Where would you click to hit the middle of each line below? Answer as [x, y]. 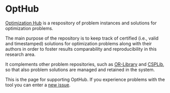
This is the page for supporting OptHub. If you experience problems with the [85, 79]
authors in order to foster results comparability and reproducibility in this [81, 49]
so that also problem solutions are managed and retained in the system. [80, 70]
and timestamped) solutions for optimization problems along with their [79, 43]
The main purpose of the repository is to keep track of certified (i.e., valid [82, 38]
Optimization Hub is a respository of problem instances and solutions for [81, 23]
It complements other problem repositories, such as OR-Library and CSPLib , [85, 64]
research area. [21, 54]
